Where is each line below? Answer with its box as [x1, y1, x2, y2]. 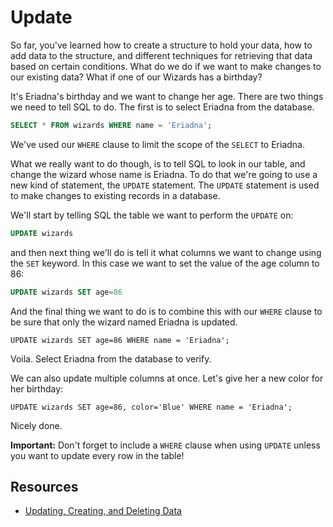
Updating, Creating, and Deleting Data [24, 505, 182, 517]
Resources [10, 478, 79, 495]
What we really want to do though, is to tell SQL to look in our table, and [10, 157, 306, 170]
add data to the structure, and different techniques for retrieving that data [10, 49, 313, 61]
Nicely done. [10, 419, 63, 431]
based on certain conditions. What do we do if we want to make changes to [10, 60, 322, 72]
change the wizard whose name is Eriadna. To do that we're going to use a [10, 168, 318, 180]
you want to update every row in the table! [10, 449, 185, 461]
